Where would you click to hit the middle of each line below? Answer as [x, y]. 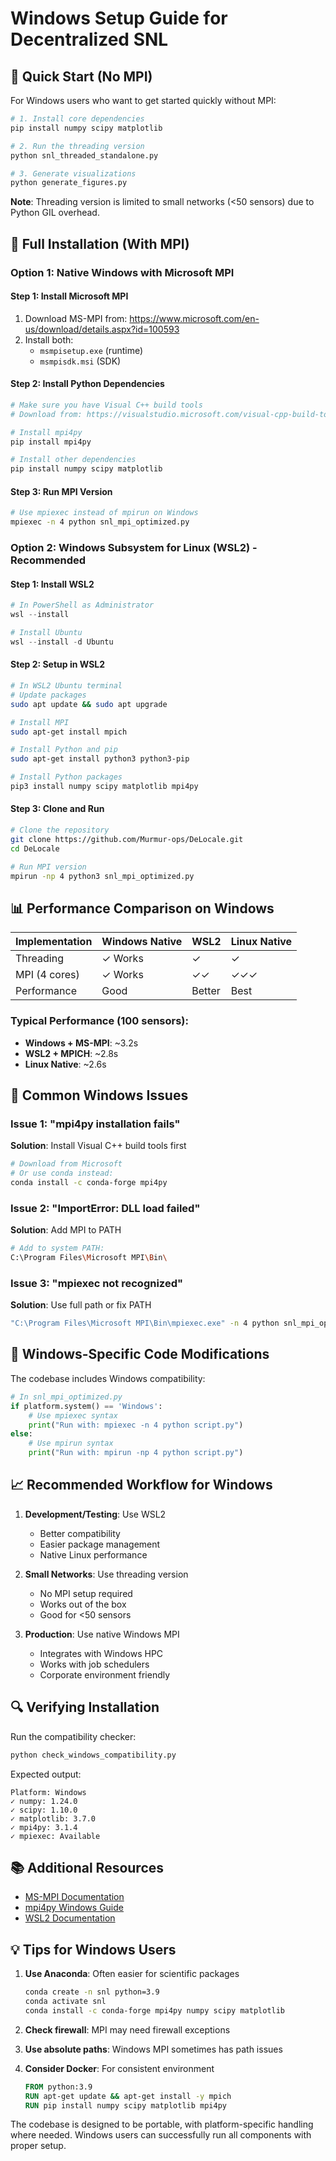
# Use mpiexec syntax [73, 1415]
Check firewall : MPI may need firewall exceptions [127, 2029]
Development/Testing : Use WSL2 [95, 1514]
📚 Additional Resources [87, 1867]
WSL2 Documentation [70, 1918]
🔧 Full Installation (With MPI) [100, 243]
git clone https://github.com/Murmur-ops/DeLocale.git [127, 839]
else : [21, 1434]
